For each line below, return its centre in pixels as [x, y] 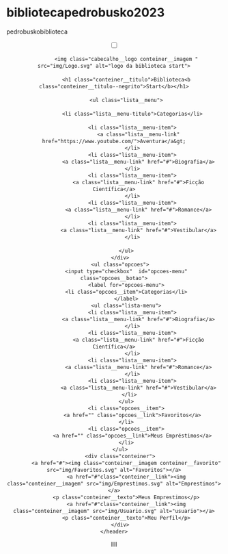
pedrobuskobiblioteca [37, 32]
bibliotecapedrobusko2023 [86, 13]
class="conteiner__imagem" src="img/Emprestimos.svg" [85, 483]
